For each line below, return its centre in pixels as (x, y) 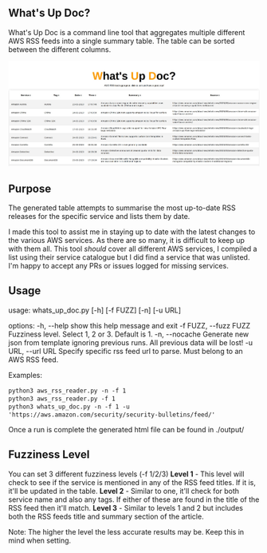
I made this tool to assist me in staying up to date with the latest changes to (132, 232)
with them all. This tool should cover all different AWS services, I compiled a (133, 249)
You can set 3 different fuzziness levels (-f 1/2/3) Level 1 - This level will (126, 474)
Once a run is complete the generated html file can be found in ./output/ (126, 429)
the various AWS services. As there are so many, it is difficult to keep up (127, 240)
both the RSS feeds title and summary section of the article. (106, 516)
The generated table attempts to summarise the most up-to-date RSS (122, 208)
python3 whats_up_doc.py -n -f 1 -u (69, 407)
